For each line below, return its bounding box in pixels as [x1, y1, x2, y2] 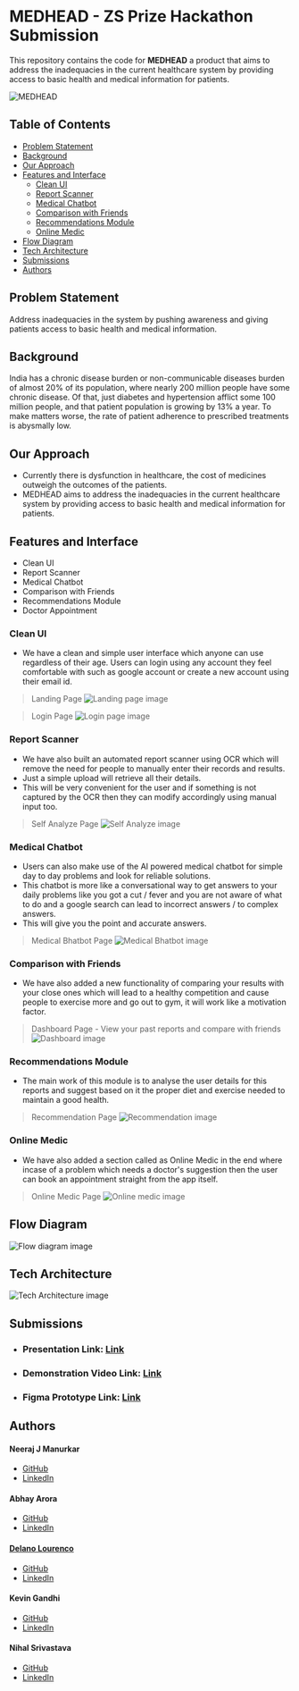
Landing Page [30, 694, 83, 704]
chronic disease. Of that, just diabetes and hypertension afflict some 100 [9, 391, 277, 403]
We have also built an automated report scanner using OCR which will [21, 753, 279, 764]
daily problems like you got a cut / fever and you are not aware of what [21, 889, 283, 900]
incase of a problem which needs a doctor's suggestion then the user [21, 1164, 278, 1174]
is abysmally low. [9, 420, 71, 431]
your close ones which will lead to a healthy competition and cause [21, 988, 270, 998]
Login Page [30, 711, 73, 721]
